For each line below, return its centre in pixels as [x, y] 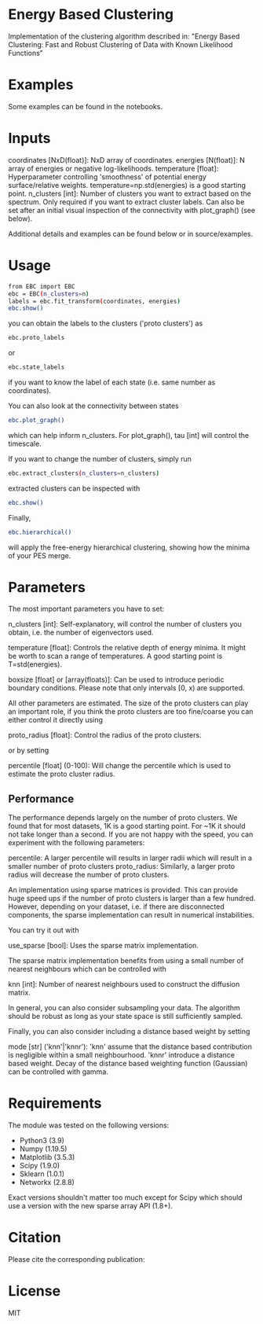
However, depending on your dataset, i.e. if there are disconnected [117, 907]
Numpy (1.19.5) [43, 1149]
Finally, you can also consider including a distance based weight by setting [129, 1032]
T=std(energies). [35, 664]
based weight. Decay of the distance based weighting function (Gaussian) [128, 1064]
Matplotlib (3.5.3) [47, 1157]
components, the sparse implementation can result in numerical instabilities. [131, 915]
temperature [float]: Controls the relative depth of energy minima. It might [127, 648]
